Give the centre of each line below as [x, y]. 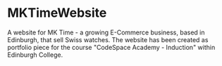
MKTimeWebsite [57, 13]
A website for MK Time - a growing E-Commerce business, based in [106, 32]
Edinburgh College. [35, 55]
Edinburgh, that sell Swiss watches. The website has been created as [108, 39]
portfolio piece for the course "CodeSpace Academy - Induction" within [111, 47]
